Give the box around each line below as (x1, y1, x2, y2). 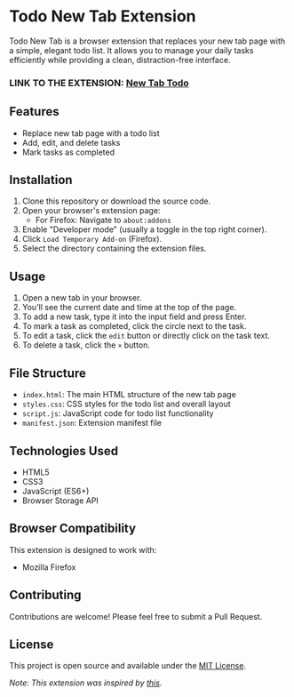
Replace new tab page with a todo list (21, 127, 160, 139)
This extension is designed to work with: (9, 544, 157, 555)
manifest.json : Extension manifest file (21, 418, 163, 429)
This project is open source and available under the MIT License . (9, 661, 247, 671)
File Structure (9, 365, 86, 381)
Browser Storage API (21, 495, 99, 506)
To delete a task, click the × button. (21, 340, 151, 350)
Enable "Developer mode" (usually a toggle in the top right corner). (21, 224, 267, 235)
